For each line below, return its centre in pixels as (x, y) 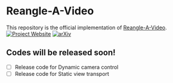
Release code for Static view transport (62, 73)
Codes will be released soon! (61, 53)
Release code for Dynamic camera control (67, 67)
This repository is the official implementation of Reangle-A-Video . (86, 27)
